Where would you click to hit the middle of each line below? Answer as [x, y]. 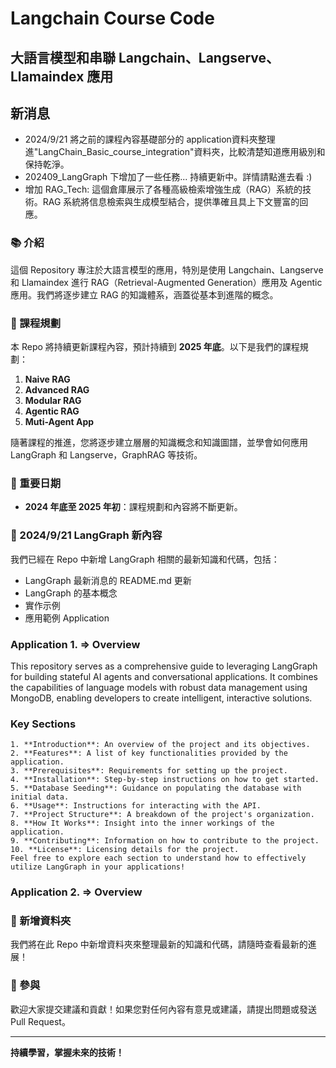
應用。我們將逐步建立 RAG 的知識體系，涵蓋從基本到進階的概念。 [144, 294]
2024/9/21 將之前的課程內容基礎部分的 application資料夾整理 [150, 139]
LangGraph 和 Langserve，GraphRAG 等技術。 [106, 454]
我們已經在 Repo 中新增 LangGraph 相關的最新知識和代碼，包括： [145, 559]
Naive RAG [47, 379]
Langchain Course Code [112, 18]
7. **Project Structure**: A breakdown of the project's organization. [162, 815]
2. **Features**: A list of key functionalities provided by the [149, 753]
